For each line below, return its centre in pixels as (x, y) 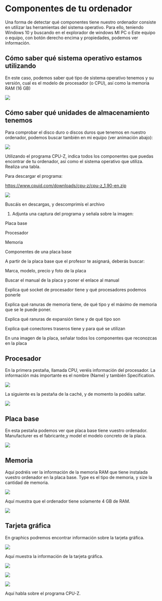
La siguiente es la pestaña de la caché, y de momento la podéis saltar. (76, 394)
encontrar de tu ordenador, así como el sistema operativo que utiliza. (74, 161)
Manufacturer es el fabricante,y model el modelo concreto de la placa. (76, 436)
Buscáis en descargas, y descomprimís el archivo (55, 204)
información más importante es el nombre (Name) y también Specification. (80, 376)
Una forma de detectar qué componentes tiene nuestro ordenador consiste (81, 22)
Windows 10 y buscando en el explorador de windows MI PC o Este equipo (80, 32)
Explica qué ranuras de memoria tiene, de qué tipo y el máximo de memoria (81, 304)
